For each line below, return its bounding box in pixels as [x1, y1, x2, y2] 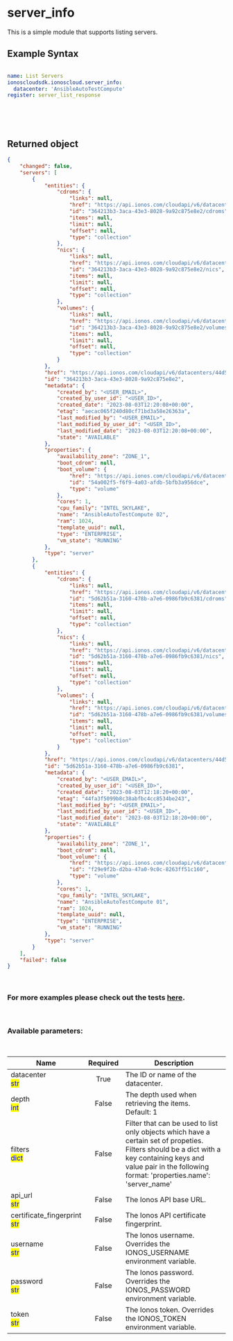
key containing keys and [125, 1153, 205, 1163]
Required [87, 1058, 119, 1068]
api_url [10, 1190, 33, 1200]
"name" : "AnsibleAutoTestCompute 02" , [56, 512, 169, 518]
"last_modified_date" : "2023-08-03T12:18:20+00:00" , [56, 814, 213, 822]
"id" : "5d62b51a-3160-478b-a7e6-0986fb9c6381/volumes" [69, 711, 231, 718]
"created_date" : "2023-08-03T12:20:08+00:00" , [56, 401, 194, 409]
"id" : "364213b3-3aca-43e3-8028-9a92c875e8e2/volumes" [69, 324, 231, 331]
